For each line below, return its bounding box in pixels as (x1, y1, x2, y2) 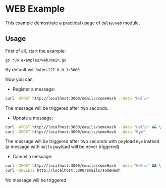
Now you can (5, 76, 33, 82)
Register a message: (12, 86, 56, 92)
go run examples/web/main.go (5, 58, 67, 63)
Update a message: (12, 115, 53, 121)
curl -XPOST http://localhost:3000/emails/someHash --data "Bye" (5, 129, 145, 134)
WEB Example (5, 3, 65, 15)
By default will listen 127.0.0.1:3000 (5, 66, 80, 72)
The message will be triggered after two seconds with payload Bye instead (5, 138, 160, 145)
